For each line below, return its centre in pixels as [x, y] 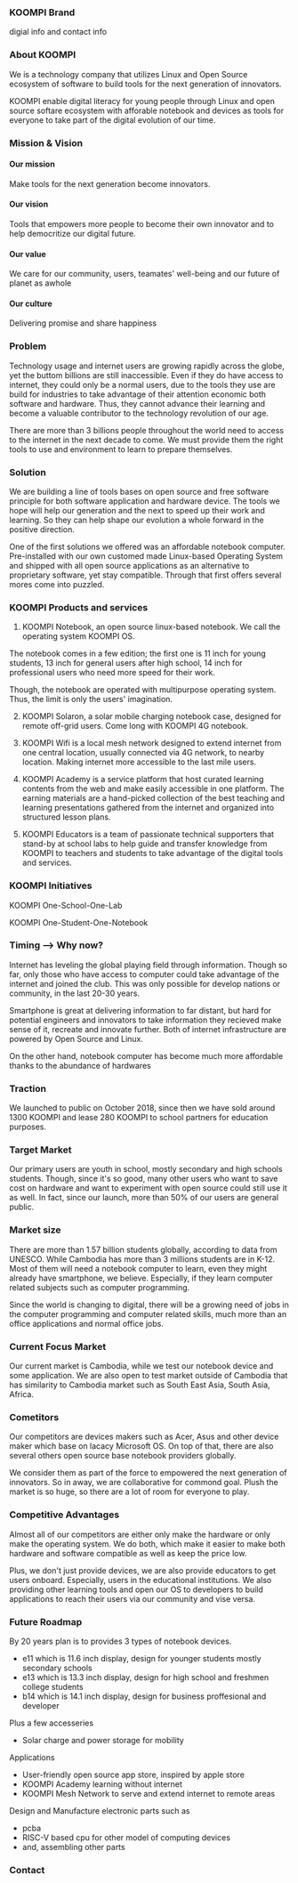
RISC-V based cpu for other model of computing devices [126, 1837]
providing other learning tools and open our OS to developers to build [137, 1589]
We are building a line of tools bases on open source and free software [139, 491]
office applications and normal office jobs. [87, 1323]
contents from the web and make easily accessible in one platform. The [153, 788]
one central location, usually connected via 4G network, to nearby [143, 753]
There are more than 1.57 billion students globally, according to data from [143, 1249]
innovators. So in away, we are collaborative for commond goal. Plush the [144, 1483]
